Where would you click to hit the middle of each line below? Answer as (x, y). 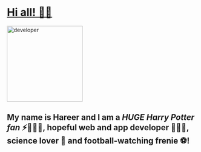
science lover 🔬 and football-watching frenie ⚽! (98, 141)
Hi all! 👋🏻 (30, 12)
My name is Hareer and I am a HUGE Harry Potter (101, 117)
